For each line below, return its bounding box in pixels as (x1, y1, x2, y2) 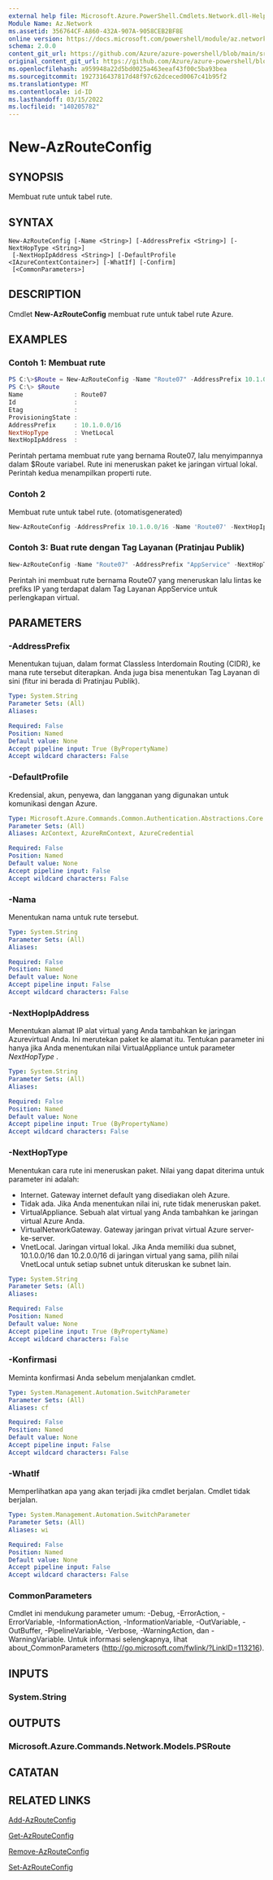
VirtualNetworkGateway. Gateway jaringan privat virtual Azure (19, 1225, 228, 1234)
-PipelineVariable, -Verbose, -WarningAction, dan (44, 1626, 210, 1636)
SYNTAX (8, 215, 54, 229)
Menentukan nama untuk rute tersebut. (8, 912, 140, 922)
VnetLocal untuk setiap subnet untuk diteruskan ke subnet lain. (19, 1259, 232, 1269)
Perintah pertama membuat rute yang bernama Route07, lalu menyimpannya (8, 451, 263, 461)
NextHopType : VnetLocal (8, 428, 115, 436)
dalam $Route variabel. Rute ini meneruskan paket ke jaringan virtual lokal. (8, 459, 258, 469)
